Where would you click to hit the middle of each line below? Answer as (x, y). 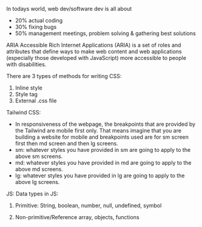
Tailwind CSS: (24, 112)
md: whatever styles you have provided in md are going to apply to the (103, 163)
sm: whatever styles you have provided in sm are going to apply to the (103, 150)
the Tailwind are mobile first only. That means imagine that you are (98, 130)
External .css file (36, 100)
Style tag (26, 94)
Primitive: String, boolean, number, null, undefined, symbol (88, 206)
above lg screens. (37, 182)
